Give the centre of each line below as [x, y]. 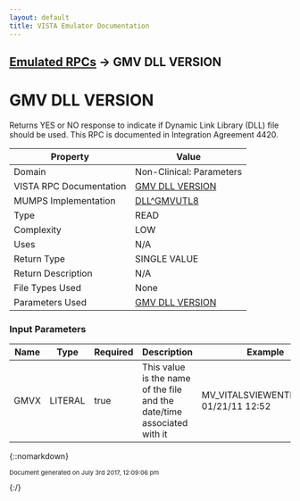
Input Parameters [48, 329]
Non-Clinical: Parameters [189, 171]
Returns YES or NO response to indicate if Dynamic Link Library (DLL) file [144, 125]
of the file [162, 389]
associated [165, 423]
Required [114, 352]
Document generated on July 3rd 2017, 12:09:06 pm [84, 473]
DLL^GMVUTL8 [167, 200]
